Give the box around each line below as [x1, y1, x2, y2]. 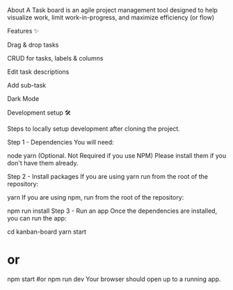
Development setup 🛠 [7, 108, 71, 117]
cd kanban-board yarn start [7, 227, 87, 236]
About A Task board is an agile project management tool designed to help [7, 6, 218, 14]
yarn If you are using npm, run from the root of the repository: [7, 193, 184, 201]
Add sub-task [7, 81, 47, 89]
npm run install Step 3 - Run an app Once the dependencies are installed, [7, 207, 218, 215]
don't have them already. [7, 159, 79, 167]
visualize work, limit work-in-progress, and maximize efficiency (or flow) [7, 13, 214, 22]
